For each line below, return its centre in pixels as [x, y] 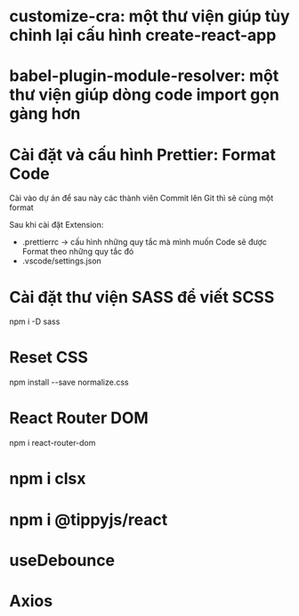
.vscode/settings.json [62, 261]
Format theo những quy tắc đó [78, 252]
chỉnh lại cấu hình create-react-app [143, 35]
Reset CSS [49, 357]
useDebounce [62, 560]
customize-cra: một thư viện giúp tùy [149, 16]
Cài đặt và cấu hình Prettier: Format [142, 154]
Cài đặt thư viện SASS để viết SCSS [142, 297]
